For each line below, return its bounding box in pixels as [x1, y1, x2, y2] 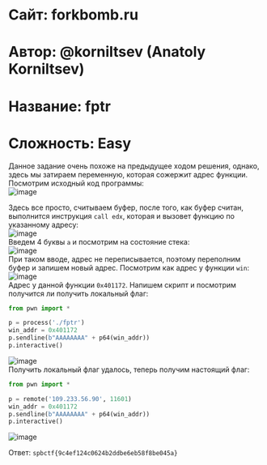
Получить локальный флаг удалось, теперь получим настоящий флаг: [8, 365, 250, 374]
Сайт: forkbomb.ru [8, 6, 139, 24]
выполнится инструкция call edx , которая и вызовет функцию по [8, 211, 235, 220]
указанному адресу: [8, 220, 79, 229]
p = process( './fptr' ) [8, 318, 85, 327]
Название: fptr [8, 97, 112, 115]
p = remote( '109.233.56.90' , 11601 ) [8, 395, 132, 403]
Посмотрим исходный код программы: [8, 178, 144, 188]
